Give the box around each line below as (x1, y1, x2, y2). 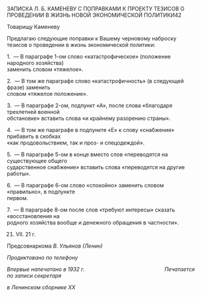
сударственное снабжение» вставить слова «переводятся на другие (7, 164, 185, 170)
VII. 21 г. (15, 231, 36, 237)
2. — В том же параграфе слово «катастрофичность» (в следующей (7, 78, 184, 84)
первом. (7, 195, 29, 201)
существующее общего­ (7, 157, 68, 164)
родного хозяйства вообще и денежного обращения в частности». (7, 219, 179, 226)
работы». (7, 170, 31, 177)
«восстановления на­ (7, 213, 60, 219)
